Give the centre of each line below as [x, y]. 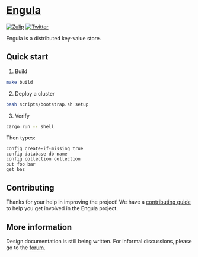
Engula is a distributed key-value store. [54, 38]
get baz [16, 170]
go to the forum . [26, 248]
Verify [22, 116]
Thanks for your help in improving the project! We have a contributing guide [99, 202]
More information [39, 227]
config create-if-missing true [45, 149]
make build [20, 82]
